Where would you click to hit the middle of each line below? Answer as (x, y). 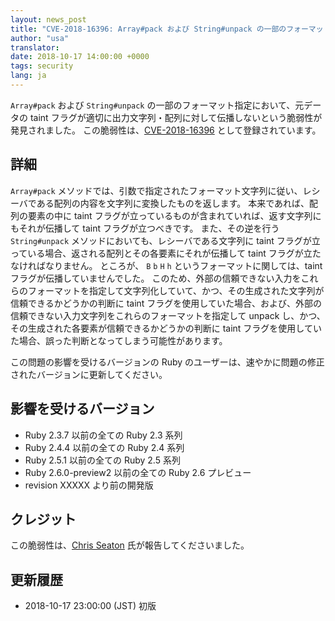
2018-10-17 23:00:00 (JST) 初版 (90, 606)
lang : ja (28, 76)
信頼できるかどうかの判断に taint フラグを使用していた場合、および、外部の (166, 303)
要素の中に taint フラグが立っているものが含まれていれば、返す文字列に (174, 215)
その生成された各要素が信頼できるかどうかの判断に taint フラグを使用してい (166, 328)
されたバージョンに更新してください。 (89, 374)
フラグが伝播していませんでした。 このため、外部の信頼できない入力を (156, 278)
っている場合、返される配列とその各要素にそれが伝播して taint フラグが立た (166, 253)
